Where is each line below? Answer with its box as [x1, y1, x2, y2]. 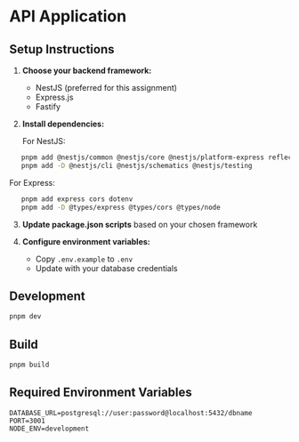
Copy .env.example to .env [35, 253, 133, 264]
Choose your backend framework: [21, 65, 152, 76]
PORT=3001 [9, 416, 46, 425]
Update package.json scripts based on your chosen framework [21, 219, 258, 229]
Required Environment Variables [9, 385, 193, 400]
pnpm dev [9, 312, 42, 321]
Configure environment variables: [21, 236, 150, 246]
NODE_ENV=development [9, 424, 90, 433]
